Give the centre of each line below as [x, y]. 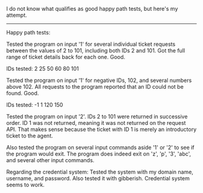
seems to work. [25, 185]
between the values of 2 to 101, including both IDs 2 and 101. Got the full [96, 50]
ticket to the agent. [30, 136]
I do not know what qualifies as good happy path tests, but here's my [92, 9]
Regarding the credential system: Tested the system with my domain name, [100, 172]
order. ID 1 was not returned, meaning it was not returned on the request [96, 123]
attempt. [17, 15]
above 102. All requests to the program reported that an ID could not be [95, 87]
